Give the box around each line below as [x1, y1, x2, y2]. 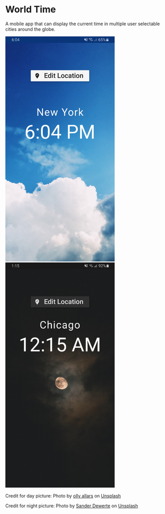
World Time [5, 4, 57, 15]
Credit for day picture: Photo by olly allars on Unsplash [5, 492, 121, 499]
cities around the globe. [5, 26, 56, 32]
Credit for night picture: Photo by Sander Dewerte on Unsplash [5, 503, 138, 509]
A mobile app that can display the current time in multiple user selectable [5, 21, 160, 27]
